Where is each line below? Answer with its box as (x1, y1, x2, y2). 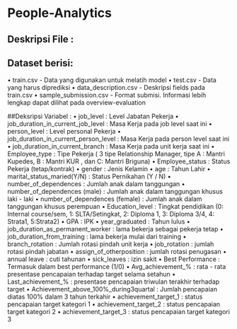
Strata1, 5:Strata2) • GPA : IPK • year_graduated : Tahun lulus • (7, 217, 191, 226)
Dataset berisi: (7, 57, 74, 69)
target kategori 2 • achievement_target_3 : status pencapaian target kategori (7, 308, 230, 316)
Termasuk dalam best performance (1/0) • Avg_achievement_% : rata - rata (7, 262, 226, 271)
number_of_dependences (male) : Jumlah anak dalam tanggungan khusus (7, 187, 223, 196)
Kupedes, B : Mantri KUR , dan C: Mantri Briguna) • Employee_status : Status (7, 157, 231, 166)
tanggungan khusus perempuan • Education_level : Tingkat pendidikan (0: (7, 202, 224, 211)
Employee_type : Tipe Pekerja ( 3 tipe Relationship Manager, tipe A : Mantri (7, 150, 225, 158)
